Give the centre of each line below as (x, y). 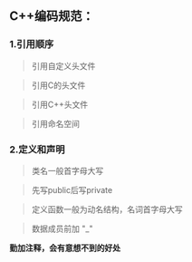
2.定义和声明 (37, 150)
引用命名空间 (55, 123)
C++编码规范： (52, 16)
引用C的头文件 (58, 85)
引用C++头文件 (60, 104)
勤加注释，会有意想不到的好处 (65, 247)
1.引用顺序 (32, 44)
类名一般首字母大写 (67, 170)
